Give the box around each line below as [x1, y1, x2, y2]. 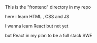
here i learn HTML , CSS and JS [5, 14, 69, 19]
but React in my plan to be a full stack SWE [5, 33, 93, 38]
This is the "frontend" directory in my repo [5, 4, 91, 10]
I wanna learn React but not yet [5, 23, 68, 29]
